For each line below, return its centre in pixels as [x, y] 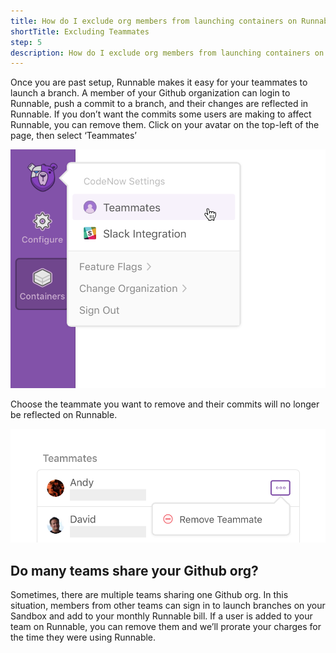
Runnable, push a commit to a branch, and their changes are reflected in [159, 104]
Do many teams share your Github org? [134, 570]
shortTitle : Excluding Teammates [80, 31]
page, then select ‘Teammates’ [73, 136]
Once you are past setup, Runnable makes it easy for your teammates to [159, 82]
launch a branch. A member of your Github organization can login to [150, 93]
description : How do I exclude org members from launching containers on [167, 53]
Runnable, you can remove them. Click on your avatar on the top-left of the [165, 125]
